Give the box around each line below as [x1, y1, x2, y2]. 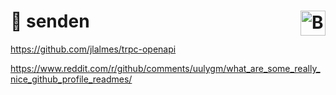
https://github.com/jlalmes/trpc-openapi [10, 43, 177, 55]
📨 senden [10, 10, 90, 33]
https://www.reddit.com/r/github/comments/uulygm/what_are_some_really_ [10, 62, 321, 74]
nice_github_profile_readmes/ [10, 73, 133, 85]
